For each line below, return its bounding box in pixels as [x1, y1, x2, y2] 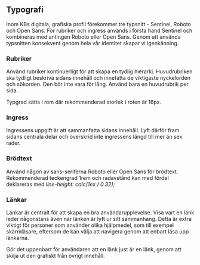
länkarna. [6, 235, 29, 241]
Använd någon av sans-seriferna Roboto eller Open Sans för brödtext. [6, 168, 179, 175]
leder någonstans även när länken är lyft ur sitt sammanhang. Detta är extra [6, 216, 192, 222]
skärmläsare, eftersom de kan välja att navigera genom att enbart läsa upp [6, 228, 189, 235]
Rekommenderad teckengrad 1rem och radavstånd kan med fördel [6, 174, 169, 181]
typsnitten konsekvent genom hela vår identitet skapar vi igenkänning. [6, 39, 179, 46]
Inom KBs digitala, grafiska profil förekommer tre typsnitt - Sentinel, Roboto [6, 20, 192, 27]
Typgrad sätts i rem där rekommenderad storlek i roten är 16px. [6, 98, 161, 106]
